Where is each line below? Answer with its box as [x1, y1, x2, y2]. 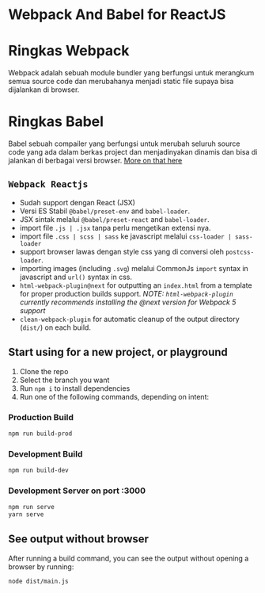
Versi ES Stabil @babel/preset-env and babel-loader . [19, 206, 191, 216]
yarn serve [8, 511, 44, 518]
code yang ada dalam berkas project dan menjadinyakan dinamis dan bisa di [8, 147, 258, 157]
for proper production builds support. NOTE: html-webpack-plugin [19, 289, 233, 298]
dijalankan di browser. [8, 85, 80, 94]
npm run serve [8, 503, 55, 511]
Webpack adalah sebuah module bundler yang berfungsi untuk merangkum [8, 68, 255, 78]
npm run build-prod [8, 430, 73, 438]
